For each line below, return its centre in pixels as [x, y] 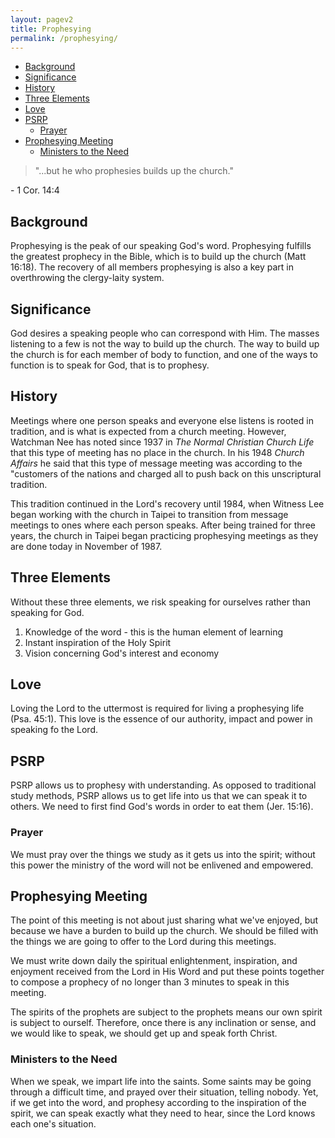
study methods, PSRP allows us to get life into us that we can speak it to [159, 796]
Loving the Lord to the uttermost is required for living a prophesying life [157, 708]
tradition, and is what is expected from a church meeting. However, [148, 431]
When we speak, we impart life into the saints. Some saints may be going [161, 1081]
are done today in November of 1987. [86, 546]
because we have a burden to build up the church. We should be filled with [164, 931]
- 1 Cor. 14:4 [35, 190]
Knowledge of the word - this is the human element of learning [154, 632]
